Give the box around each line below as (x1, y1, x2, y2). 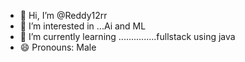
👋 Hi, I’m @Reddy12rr (19, 10, 108, 21)
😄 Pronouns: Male (19, 41, 97, 53)
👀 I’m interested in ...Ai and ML (19, 20, 147, 32)
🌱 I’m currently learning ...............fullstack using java (19, 31, 236, 42)
